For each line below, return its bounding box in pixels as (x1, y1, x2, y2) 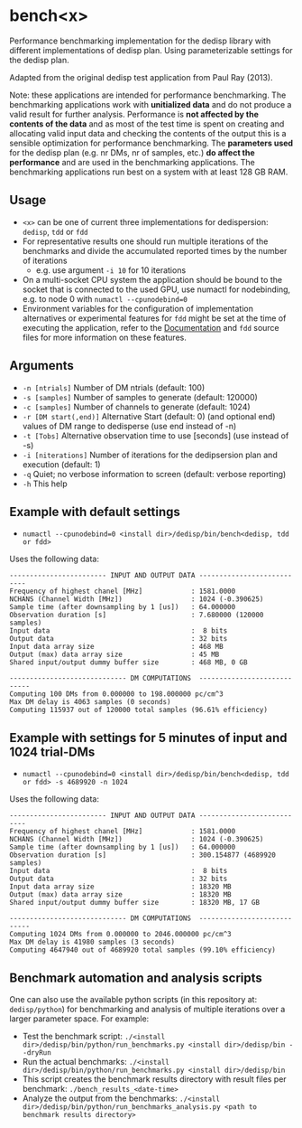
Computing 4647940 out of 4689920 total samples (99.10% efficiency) (9, 945, 277, 954)
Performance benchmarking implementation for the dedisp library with (9, 35, 271, 46)
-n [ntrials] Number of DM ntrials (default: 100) (22, 381, 206, 393)
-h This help (22, 478, 68, 489)
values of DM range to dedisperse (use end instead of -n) (22, 420, 237, 431)
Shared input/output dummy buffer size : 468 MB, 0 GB (9, 658, 248, 667)
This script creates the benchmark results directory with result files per (22, 1074, 287, 1085)
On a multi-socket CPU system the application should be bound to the (22, 274, 282, 285)
